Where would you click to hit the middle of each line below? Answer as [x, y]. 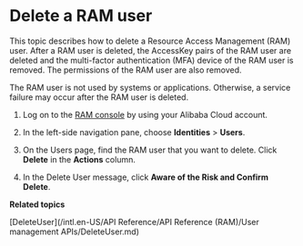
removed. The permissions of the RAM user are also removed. [126, 70]
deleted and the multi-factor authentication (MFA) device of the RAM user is [151, 60]
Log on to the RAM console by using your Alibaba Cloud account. [145, 114]
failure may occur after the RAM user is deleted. [99, 97]
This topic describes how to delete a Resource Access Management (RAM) [150, 41]
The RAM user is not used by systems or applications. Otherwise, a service [150, 87]
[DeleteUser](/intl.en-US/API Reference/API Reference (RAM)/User [134, 221]
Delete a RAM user [81, 16]
